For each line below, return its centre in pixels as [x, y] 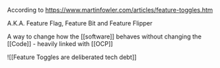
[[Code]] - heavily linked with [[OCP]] [60, 44]
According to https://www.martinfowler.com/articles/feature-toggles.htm [110, 10]
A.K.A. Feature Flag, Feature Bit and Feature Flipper [80, 23]
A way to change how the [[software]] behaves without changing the [104, 36]
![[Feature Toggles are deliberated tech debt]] [72, 57]
